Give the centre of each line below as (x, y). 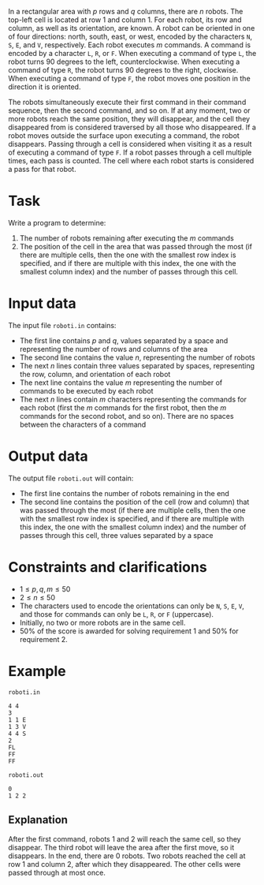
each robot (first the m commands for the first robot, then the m (123, 407)
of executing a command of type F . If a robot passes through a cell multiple (130, 152)
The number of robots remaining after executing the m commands (126, 238)
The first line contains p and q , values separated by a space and (124, 340)
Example (37, 671)
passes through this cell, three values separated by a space (116, 535)
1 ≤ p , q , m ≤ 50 (45, 589)
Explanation (38, 820)
